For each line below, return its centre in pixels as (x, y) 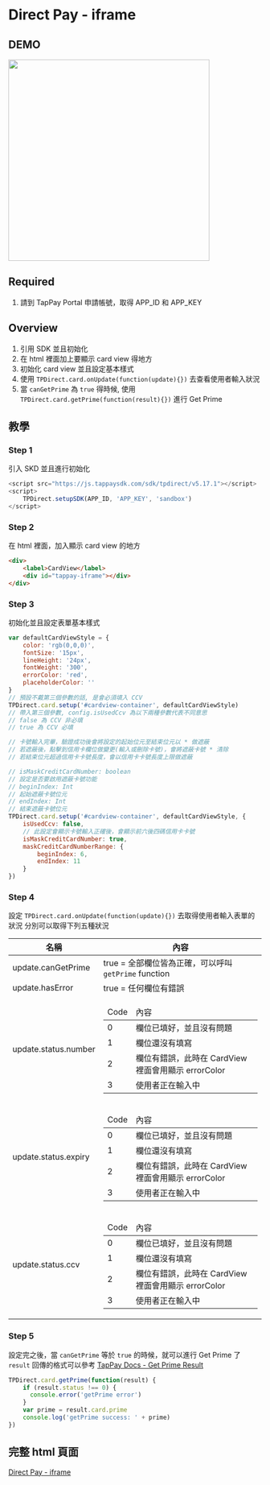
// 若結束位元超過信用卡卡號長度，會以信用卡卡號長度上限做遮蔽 (100, 757)
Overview (33, 328)
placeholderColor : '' (59, 683)
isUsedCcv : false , (53, 824)
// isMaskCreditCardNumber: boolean (70, 771)
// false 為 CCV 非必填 (45, 720)
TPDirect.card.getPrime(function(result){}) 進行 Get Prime (121, 399)
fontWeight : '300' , (55, 668)
